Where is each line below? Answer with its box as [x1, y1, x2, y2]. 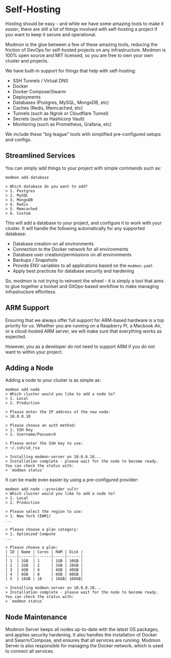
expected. [5, 333, 27, 339]
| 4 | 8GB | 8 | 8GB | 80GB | [5, 572, 83, 577]
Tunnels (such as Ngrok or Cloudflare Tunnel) [12, 110, 109, 116]
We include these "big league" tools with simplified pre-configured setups [5, 131, 161, 137]
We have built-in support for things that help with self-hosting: [5, 68, 136, 74]
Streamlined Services [5, 151, 76, 160]
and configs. [5, 136, 32, 142]
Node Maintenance [5, 612, 67, 621]
